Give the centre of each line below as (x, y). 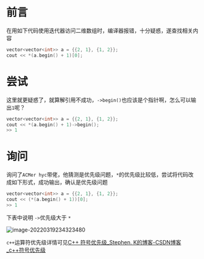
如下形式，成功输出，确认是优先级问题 (59, 182)
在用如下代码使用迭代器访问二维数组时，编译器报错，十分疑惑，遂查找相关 (100, 30)
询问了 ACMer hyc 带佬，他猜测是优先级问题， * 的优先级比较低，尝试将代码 (97, 175)
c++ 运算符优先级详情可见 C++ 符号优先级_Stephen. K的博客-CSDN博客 (94, 242)
